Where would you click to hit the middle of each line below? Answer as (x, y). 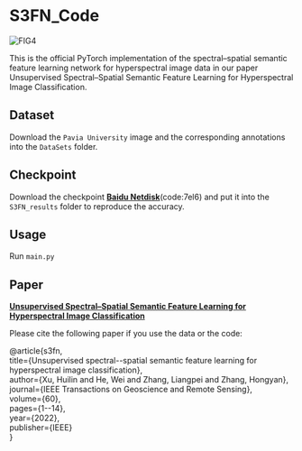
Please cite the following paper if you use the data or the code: (126, 334)
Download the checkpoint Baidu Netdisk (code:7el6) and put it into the (140, 197)
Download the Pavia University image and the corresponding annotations (147, 137)
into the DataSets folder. (54, 146)
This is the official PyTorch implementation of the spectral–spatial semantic (149, 58)
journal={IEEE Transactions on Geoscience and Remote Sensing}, (131, 390)
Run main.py (32, 256)
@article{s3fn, (36, 351)
